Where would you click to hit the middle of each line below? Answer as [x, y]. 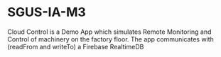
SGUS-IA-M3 [47, 12]
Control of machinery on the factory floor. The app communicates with [111, 39]
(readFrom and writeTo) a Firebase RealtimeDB [76, 46]
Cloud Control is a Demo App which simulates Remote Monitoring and [109, 32]
